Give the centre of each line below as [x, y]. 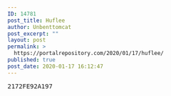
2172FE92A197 [30, 86]
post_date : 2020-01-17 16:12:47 [55, 66]
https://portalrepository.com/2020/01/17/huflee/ [89, 54]
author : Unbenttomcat [40, 27]
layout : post [27, 40]
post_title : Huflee [36, 20]
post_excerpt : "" [33, 34]
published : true [31, 60]
